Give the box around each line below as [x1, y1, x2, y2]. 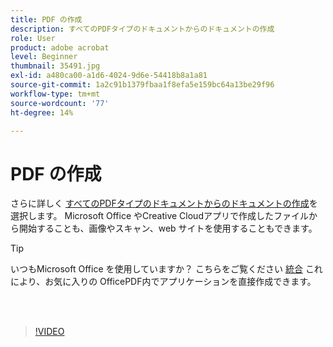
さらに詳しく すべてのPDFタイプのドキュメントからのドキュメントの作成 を [10, 197, 318, 210]
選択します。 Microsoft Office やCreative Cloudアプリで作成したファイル [10, 210, 309, 222]
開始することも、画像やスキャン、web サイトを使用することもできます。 [18, 222, 318, 235]
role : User [10, 33, 56, 43]
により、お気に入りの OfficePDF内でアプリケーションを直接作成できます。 [10, 276, 317, 288]
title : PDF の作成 [10, 14, 83, 25]
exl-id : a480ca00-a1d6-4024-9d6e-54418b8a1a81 [10, 71, 208, 81]
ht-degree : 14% [10, 107, 74, 118]
